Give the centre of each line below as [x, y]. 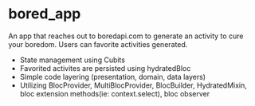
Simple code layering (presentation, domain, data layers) [112, 77]
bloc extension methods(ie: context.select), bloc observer [114, 93]
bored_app [45, 14]
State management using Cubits [73, 60]
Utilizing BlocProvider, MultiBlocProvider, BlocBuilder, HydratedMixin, [133, 85]
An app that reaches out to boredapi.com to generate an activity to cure [126, 36]
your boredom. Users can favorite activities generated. [98, 44]
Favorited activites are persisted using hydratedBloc [105, 68]
